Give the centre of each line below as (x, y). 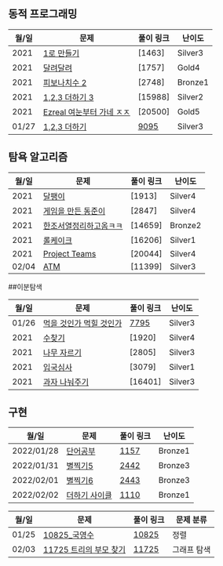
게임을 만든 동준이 (74, 211)
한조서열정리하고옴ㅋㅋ (83, 226)
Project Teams (69, 253)
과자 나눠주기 (66, 382)
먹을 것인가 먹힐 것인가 (82, 323)
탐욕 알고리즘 (38, 157)
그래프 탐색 (192, 550)
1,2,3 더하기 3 (68, 97)
